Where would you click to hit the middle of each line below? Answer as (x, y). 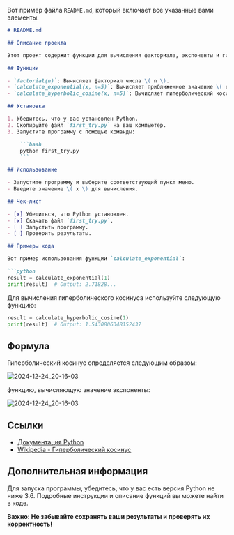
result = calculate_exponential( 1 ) (59, 278)
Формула (29, 346)
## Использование (32, 170)
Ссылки (25, 425)
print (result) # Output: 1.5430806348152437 (74, 324)
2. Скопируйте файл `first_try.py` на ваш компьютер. (87, 125)
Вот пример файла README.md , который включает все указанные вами (110, 10)
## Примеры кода (31, 246)
